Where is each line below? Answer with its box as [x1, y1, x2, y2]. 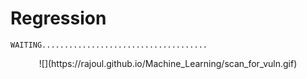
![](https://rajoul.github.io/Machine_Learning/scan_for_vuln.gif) [38, 57, 298, 69]
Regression [10, 7, 107, 30]
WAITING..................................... [10, 40, 208, 50]
